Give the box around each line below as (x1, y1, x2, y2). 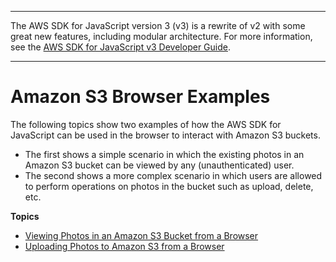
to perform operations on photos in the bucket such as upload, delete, (24, 180, 314, 192)
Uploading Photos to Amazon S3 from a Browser (24, 240, 225, 252)
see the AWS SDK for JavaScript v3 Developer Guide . (10, 41, 231, 53)
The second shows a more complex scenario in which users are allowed (24, 169, 323, 181)
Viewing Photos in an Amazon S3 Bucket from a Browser (24, 229, 259, 241)
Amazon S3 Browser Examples (10, 86, 271, 108)
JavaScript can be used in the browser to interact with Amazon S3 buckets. (10, 129, 321, 141)
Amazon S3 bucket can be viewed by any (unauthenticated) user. (24, 159, 295, 171)
